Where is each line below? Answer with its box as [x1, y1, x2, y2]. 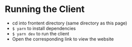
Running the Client [5, 3, 85, 15]
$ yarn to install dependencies [12, 25, 76, 31]
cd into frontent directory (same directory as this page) [12, 20, 127, 26]
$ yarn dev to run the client [12, 30, 70, 36]
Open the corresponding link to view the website [12, 36, 114, 42]
